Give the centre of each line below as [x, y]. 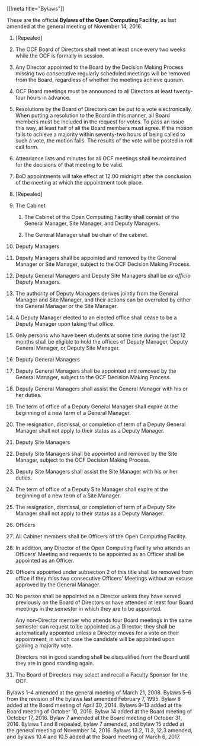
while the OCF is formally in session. [60, 55]
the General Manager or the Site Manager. [67, 306]
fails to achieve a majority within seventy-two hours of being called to [100, 134]
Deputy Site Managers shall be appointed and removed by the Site [96, 454]
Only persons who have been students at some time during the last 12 [100, 335]
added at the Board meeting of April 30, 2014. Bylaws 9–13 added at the [94, 705]
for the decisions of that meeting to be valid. [69, 165]
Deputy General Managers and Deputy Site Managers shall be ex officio [103, 276]
